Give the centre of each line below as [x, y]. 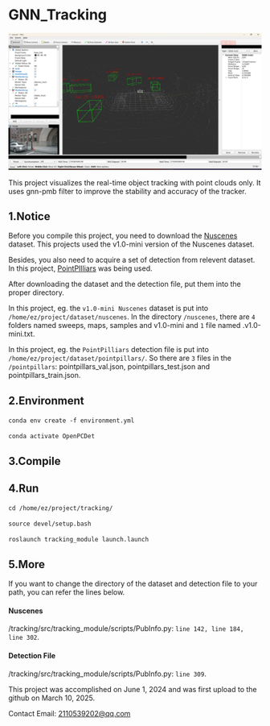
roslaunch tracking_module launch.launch [79, 540]
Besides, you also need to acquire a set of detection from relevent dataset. [132, 260]
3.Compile [35, 461]
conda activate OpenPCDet [51, 437]
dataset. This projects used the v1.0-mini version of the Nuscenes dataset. [131, 244]
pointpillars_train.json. [45, 375]
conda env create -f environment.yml [72, 421]
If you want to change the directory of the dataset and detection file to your [133, 584]
